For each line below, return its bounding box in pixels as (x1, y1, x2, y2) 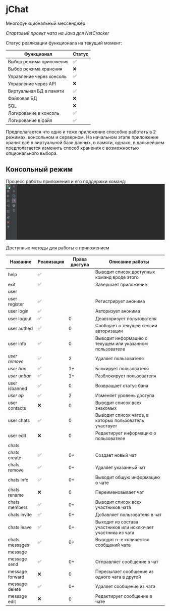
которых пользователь (95, 417, 144, 423)
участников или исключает (95, 524, 154, 530)
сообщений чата (95, 542, 131, 548)
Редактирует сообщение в (95, 593, 152, 599)
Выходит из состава (95, 518, 138, 525)
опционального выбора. (6, 150, 58, 156)
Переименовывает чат (95, 489, 144, 495)
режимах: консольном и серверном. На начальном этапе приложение (6, 134, 159, 140)
